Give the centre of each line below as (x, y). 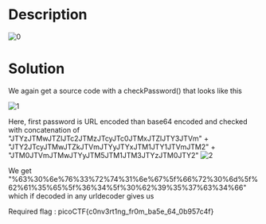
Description (48, 15)
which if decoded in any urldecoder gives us (81, 195)
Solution (37, 69)
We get (20, 170)
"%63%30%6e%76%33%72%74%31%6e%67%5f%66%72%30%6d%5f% (133, 179)
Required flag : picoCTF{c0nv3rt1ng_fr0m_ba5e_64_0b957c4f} (111, 211)
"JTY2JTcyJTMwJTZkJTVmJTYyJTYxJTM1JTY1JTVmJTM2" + (112, 147)
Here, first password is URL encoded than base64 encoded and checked (128, 122)
